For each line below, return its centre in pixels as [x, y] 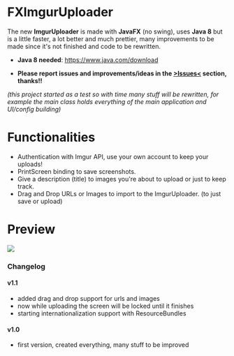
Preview [31, 229]
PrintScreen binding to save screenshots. [76, 171]
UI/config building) [34, 109]
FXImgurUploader [60, 12]
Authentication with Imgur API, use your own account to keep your [113, 156]
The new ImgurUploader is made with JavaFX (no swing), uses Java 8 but [115, 31]
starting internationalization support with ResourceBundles [102, 313]
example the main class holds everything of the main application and [107, 101]
